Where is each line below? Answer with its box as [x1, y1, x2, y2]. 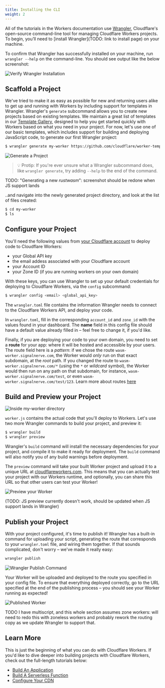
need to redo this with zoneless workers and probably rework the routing [5, 614, 153, 620]
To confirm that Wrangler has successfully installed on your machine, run [5, 50, 153, 57]
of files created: [5, 197, 37, 203]
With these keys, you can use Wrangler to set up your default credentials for [5, 278, 160, 284]
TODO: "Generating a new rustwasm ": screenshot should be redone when [5, 178, 155, 184]
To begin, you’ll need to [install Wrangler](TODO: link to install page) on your [5, 35, 160, 42]
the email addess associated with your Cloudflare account [12, 258, 130, 264]
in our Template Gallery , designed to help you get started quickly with [5, 119, 146, 125]
